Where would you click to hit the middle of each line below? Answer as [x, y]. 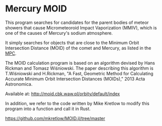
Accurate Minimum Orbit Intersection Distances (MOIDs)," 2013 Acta [75, 79]
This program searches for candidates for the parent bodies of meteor [77, 22]
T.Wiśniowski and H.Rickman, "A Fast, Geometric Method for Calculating [79, 73]
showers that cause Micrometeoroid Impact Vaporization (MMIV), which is [81, 27]
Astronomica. [19, 84]
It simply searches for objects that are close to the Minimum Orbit [72, 42]
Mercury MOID [36, 9]
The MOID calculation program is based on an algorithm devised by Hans [80, 63]
